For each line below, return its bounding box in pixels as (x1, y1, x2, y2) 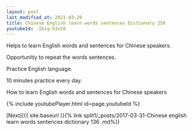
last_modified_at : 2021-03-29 (6, 14, 83, 20)
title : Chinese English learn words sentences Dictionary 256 (6, 20, 166, 26)
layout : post (6, 8, 39, 15)
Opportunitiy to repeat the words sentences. (6, 53, 116, 61)
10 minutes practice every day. (6, 77, 83, 84)
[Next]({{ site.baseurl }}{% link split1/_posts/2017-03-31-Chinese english (6, 112, 187, 119)
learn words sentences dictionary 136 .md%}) (6, 118, 120, 126)
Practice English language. (6, 65, 72, 73)
